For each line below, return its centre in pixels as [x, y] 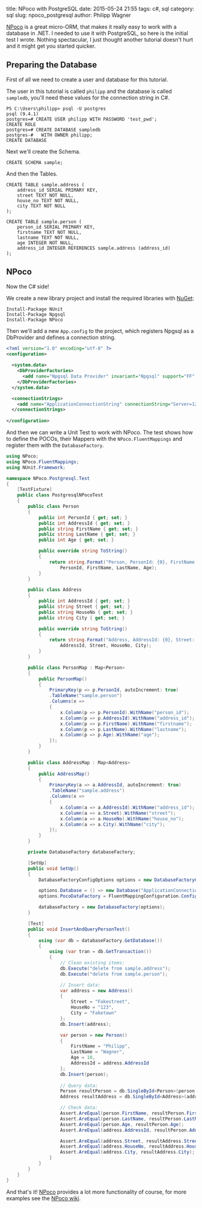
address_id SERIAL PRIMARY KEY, [57, 190]
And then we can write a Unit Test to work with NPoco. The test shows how [100, 432]
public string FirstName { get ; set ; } [88, 529]
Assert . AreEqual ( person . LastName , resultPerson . [122, 1119]
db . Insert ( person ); [84, 1074]
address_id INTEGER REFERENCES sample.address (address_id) [94, 248]
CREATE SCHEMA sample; [35, 162]
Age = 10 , [83, 1058]
